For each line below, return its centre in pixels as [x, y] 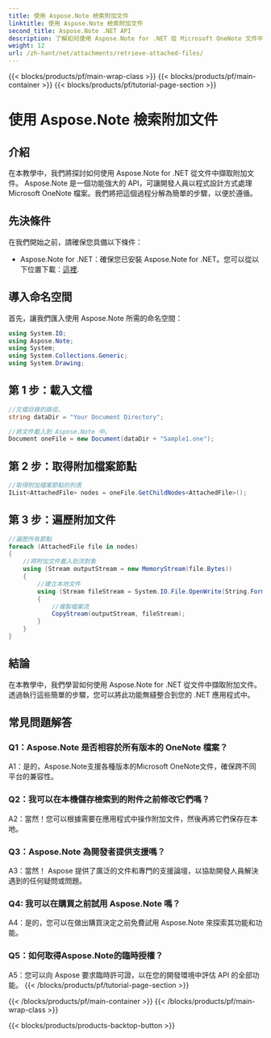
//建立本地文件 [59, 584]
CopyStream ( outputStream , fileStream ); [118, 614]
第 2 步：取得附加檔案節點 [73, 466]
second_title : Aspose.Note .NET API [70, 31]
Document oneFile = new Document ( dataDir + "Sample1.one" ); [112, 439]
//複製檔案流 [70, 607]
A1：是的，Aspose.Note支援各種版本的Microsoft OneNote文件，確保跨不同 [132, 766]
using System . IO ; [38, 333]
